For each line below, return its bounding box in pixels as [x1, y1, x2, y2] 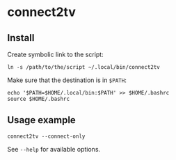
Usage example [7, 114, 77, 126]
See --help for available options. [7, 145, 101, 153]
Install [7, 32, 35, 44]
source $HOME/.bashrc [7, 95, 70, 102]
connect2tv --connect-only [7, 133, 86, 140]
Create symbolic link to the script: [7, 50, 104, 58]
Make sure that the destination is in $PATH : [7, 76, 127, 84]
